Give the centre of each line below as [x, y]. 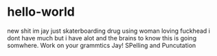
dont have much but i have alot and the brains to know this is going [102, 38]
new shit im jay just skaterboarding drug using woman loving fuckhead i [109, 31]
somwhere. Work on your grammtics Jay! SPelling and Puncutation [102, 45]
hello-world [41, 12]
